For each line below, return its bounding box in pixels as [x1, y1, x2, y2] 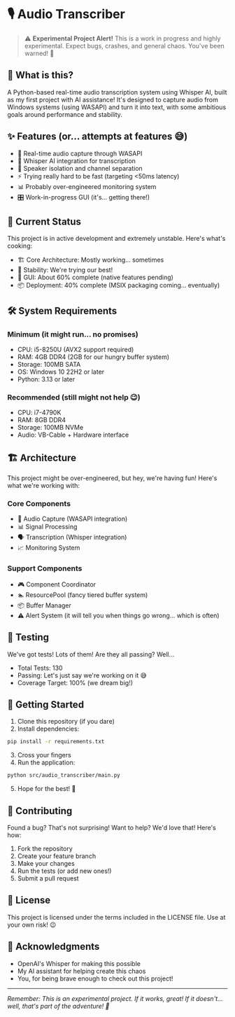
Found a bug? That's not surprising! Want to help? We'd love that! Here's [7, 823, 217, 832]
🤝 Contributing [7, 805, 73, 817]
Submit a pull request [17, 874, 79, 883]
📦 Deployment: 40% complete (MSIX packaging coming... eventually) [17, 281, 220, 290]
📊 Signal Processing [17, 523, 78, 531]
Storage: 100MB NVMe [17, 423, 84, 432]
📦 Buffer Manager [17, 601, 72, 610]
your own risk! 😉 [7, 920, 57, 929]
